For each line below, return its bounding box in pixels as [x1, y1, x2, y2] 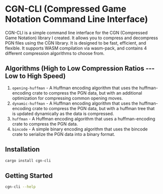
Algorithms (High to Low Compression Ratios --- [5, 65, 155, 73]
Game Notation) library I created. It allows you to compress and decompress [5, 35, 158, 41]
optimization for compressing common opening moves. [12, 95, 123, 101]
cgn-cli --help [5, 184, 36, 190]
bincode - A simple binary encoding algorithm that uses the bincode [12, 126, 148, 132]
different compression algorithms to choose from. [5, 50, 105, 56]
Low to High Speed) [5, 72, 66, 81]
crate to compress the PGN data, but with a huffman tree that [32, 105, 155, 111]
